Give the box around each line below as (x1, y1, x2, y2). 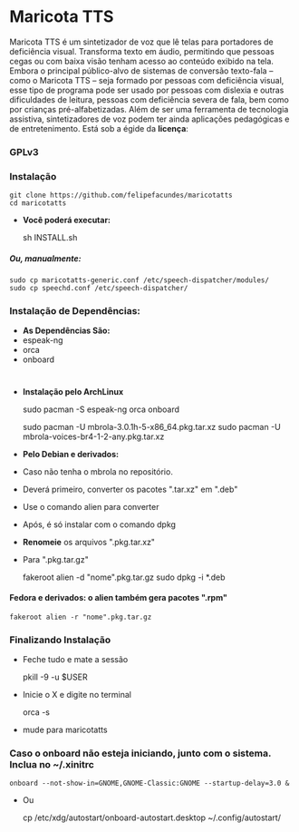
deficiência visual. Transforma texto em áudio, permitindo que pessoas (9, 45, 275, 56)
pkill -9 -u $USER (22, 671, 88, 682)
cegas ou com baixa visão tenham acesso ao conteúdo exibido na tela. (9, 55, 275, 66)
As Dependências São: (22, 325, 111, 337)
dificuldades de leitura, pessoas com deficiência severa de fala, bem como (9, 93, 290, 105)
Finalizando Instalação (9, 633, 111, 646)
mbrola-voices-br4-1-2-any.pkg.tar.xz (22, 431, 165, 442)
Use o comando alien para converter (22, 501, 159, 512)
